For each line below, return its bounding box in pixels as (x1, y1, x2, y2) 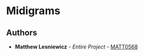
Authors (6, 28, 37, 38)
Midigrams (6, 4, 61, 18)
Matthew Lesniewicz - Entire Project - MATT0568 (14, 43, 138, 50)
